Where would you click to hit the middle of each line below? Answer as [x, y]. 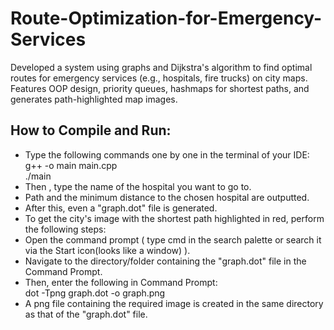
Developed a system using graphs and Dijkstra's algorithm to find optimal [161, 67]
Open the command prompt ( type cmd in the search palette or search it [173, 239]
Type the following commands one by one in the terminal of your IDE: [167, 154]
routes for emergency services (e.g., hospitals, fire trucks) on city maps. [159, 78]
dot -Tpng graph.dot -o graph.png [95, 293]
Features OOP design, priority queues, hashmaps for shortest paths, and [160, 88]
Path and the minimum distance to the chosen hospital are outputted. [167, 197]
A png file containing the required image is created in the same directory [174, 303]
